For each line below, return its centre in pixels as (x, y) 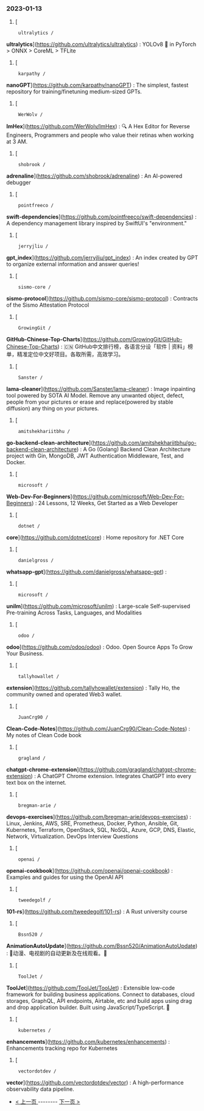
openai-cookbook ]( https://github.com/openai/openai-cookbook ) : (90, 871)
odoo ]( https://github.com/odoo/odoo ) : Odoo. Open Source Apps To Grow (100, 647)
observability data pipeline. (40, 1089)
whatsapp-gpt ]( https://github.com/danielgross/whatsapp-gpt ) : (87, 572)
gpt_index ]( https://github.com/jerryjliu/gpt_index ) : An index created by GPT (102, 258)
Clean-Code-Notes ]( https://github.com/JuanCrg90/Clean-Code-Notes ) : (98, 729)
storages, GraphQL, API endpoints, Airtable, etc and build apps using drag (99, 1001)
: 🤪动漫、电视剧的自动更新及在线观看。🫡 (57, 953)
